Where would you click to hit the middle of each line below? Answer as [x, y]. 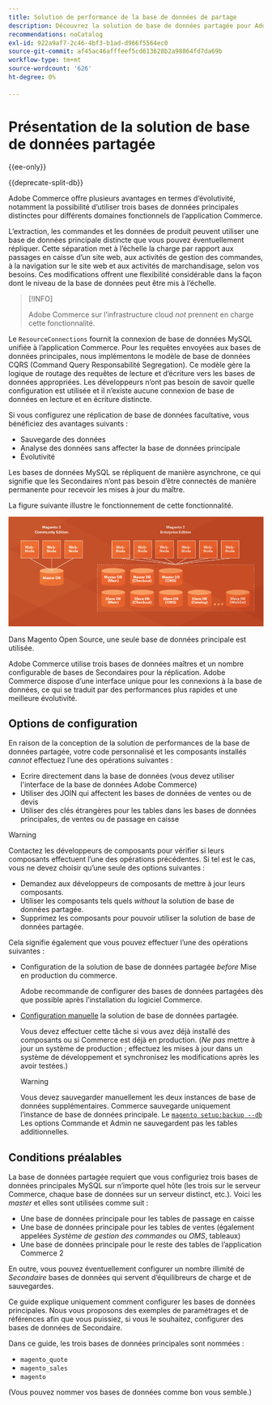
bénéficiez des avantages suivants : [68, 423]
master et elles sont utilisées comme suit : [79, 1203]
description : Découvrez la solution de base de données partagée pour [130, 26]
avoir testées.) [44, 1066]
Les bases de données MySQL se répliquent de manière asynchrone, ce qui [135, 472]
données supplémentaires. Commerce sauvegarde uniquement [125, 1106]
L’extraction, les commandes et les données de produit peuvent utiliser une [134, 231]
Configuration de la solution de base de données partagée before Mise [138, 967]
